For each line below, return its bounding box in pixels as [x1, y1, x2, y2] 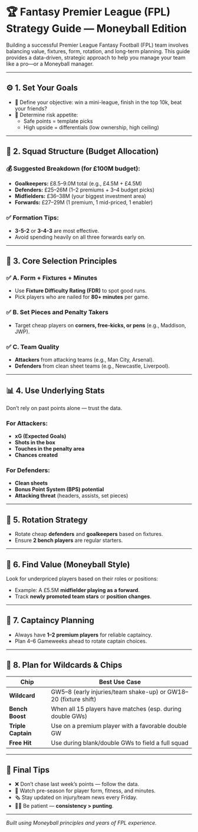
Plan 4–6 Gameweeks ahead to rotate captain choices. [14, 637, 147, 645]
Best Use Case [99, 678, 141, 686]
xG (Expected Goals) [14, 433, 67, 440]
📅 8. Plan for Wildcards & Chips [6, 660, 123, 670]
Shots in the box [14, 439, 56, 446]
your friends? [14, 105, 47, 112]
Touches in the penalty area [14, 445, 85, 453]
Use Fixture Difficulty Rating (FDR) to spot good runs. [14, 287, 147, 294]
